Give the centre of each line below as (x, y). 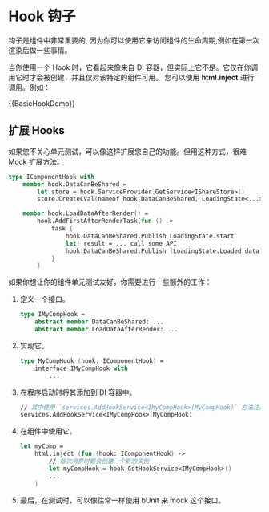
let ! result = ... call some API (121, 243)
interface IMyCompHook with (81, 368)
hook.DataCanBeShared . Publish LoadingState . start (150, 236)
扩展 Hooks (37, 130)
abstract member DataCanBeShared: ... (99, 322)
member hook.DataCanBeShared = (75, 184)
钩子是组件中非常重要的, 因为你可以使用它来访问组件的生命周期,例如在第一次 (134, 40)
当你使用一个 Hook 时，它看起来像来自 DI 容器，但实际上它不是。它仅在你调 (133, 67)
